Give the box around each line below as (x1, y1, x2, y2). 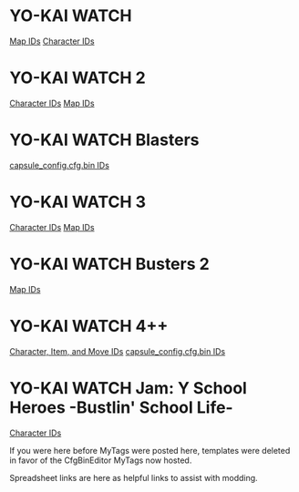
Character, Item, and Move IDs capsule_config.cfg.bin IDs (9, 345, 226, 356)
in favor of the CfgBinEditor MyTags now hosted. (9, 455, 192, 466)
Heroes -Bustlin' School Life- (9, 397, 234, 417)
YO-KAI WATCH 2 (9, 67, 146, 88)
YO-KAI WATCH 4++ (9, 315, 169, 336)
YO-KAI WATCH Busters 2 (9, 253, 210, 274)
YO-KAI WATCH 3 (9, 192, 147, 212)
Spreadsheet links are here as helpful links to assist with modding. (9, 472, 258, 483)
